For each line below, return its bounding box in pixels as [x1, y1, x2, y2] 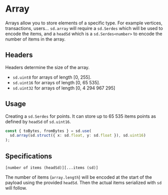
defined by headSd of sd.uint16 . [5, 118, 71, 124]
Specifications [5, 152, 52, 160]
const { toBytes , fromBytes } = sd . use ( [5, 128, 92, 134]
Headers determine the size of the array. [5, 64, 90, 70]
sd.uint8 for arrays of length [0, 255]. [12, 74, 92, 80]
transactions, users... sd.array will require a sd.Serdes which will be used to [5, 25, 163, 31]
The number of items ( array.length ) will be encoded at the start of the [5, 174, 152, 180]
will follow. [5, 185, 27, 191]
